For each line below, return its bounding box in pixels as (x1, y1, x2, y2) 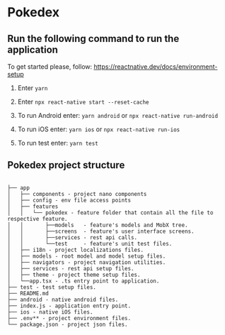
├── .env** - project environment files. (7, 314, 132, 322)
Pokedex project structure (7, 159, 125, 171)
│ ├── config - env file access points (7, 197, 132, 204)
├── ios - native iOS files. (7, 308, 93, 316)
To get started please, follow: (7, 62, 93, 71)
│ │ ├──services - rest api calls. (7, 234, 138, 241)
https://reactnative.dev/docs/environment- (93, 62, 218, 71)
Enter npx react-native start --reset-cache (17, 97, 150, 106)
